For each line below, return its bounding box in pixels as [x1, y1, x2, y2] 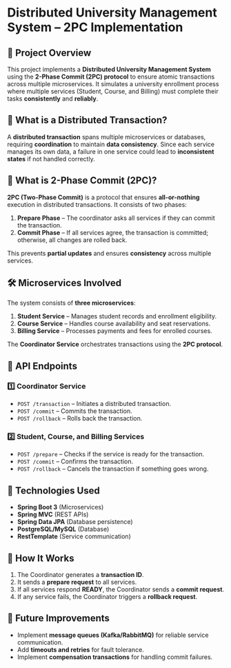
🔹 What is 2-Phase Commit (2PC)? [7, 174, 157, 187]
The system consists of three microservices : [7, 298, 136, 307]
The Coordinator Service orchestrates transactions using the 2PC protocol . [7, 340, 223, 349]
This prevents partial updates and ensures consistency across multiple [7, 249, 212, 257]
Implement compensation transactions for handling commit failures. [17, 653, 213, 661]
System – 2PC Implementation [7, 19, 183, 35]
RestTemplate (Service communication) [17, 532, 131, 540]
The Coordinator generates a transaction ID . [17, 571, 144, 579]
